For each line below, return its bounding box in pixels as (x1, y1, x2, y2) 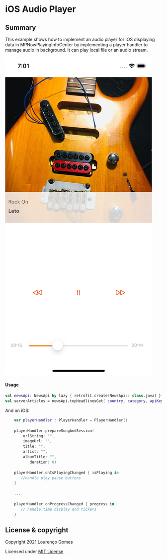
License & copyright (5, 526, 69, 534)
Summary (5, 23, 36, 32)
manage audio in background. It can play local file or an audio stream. (5, 47, 148, 53)
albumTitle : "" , (23, 455, 57, 460)
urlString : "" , (23, 433, 55, 438)
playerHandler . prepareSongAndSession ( (14, 428, 94, 433)
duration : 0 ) (29, 460, 57, 465)
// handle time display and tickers (20, 507, 97, 512)
